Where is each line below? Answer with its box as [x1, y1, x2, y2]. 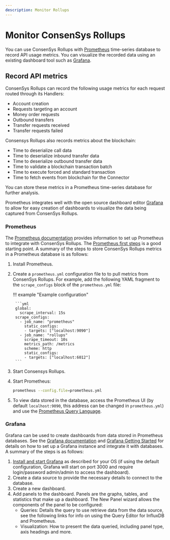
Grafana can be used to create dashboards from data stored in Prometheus [5, 432, 163, 438]
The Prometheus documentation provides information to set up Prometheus [5, 235, 164, 241]
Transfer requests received [12, 122, 70, 128]
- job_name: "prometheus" [19, 319, 75, 324]
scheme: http [24, 346, 52, 351]
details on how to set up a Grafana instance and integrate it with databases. [5, 443, 164, 449]
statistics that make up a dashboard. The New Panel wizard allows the [12, 496, 160, 502]
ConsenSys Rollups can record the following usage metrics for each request [5, 85, 165, 92]
